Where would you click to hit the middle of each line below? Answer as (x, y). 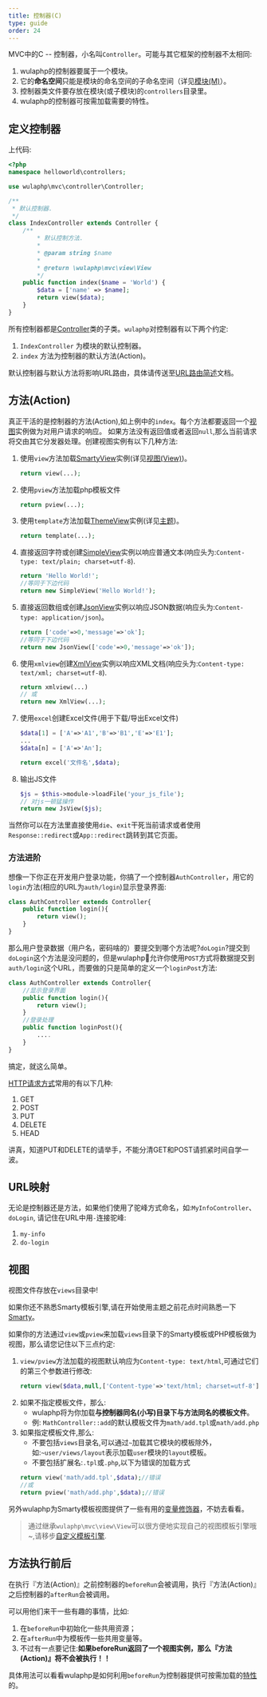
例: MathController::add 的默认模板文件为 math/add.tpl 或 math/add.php (145, 1423)
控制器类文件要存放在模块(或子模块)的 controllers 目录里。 (115, 91)
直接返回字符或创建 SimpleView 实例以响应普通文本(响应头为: (118, 552)
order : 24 (25, 30)
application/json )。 (75, 617)
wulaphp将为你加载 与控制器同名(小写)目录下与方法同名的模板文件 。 (143, 1412)
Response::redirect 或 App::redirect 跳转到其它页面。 (95, 835)
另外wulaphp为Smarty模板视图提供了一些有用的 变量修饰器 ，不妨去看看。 (128, 1508)
